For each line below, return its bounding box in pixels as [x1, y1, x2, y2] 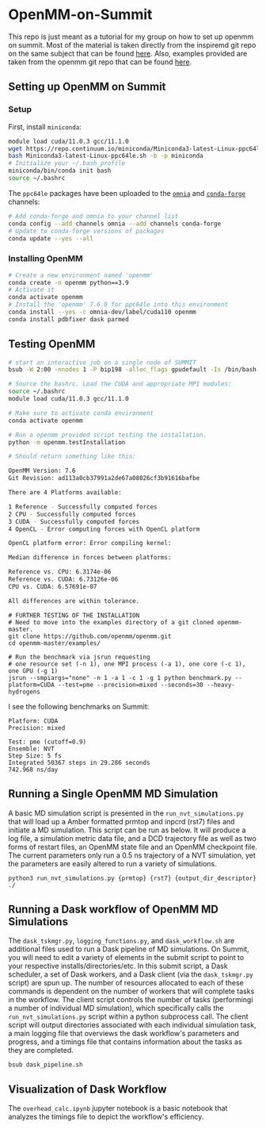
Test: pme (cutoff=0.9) [8, 738, 87, 746]
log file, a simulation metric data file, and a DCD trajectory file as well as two [8, 833, 257, 843]
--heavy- [206, 681, 236, 689]
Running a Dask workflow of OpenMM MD [8, 902, 219, 916]
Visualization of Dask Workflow [8, 1082, 167, 1096]
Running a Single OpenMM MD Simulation [8, 787, 218, 801]
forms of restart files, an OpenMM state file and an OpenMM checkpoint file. [8, 842, 257, 851]
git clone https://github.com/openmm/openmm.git [8, 632, 172, 640]
